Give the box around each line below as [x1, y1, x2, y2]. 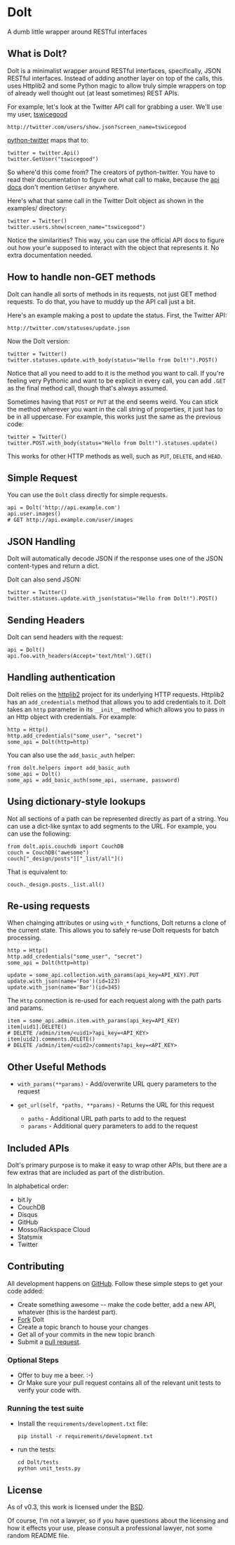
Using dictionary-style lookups [7, 796, 146, 808]
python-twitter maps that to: [7, 136, 89, 144]
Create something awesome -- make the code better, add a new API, [17, 1300, 216, 1308]
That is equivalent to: [7, 867, 68, 876]
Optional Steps [7, 1355, 60, 1365]
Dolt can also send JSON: [7, 575, 82, 584]
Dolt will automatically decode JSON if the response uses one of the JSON [7, 554, 223, 563]
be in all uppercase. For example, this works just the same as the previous [7, 412, 221, 421]
